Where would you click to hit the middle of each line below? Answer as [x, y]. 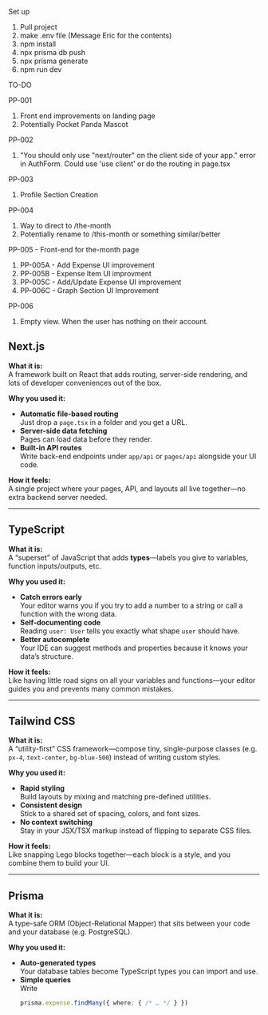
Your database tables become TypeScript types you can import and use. [139, 971]
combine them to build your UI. [59, 863]
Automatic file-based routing [69, 414]
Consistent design [51, 805]
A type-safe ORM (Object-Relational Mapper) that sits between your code [129, 924]
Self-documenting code [60, 622]
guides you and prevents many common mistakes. [91, 688]
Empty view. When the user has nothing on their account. [114, 321]
